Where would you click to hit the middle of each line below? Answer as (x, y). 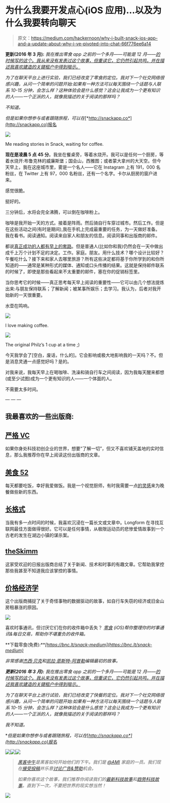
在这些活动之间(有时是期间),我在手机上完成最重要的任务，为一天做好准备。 (83, 229)
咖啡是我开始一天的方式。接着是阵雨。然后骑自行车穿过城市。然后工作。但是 (85, 223)
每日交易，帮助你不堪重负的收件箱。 (50, 634)
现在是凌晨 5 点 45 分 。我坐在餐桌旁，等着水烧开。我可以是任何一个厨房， (82, 154)
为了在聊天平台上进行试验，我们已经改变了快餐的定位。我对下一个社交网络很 (85, 695)
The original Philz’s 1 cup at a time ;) (42, 344)
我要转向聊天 (50, 23)
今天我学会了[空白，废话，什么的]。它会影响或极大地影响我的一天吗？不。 (82, 355)
